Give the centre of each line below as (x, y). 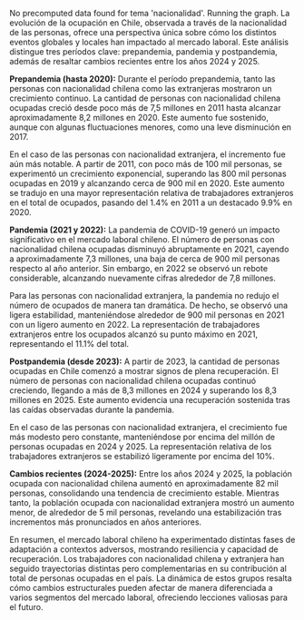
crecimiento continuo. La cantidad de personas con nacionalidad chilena (145, 98)
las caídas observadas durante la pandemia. (92, 409)
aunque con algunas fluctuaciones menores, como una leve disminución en (151, 127)
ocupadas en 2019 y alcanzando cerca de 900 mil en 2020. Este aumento (147, 183)
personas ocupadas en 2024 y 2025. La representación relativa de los (141, 447)
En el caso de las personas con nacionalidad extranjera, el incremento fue (147, 154)
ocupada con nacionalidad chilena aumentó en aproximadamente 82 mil (144, 483)
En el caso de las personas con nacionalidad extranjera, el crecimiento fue (148, 427)
